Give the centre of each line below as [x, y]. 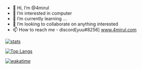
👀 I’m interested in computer [42, 13]
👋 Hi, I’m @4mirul [31, 8]
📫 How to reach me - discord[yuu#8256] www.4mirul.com [75, 30]
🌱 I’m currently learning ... [40, 19]
